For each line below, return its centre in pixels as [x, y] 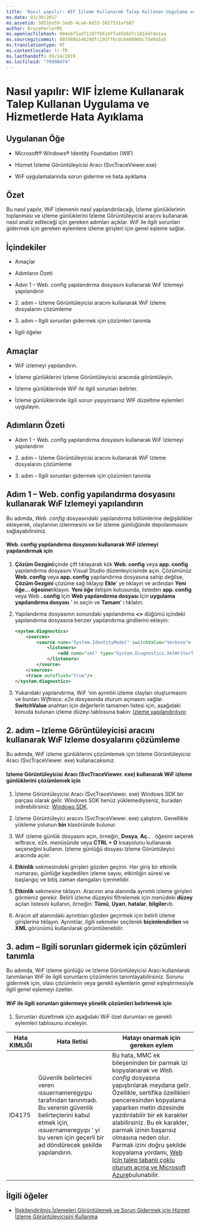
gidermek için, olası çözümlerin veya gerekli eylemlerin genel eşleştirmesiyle [100, 983]
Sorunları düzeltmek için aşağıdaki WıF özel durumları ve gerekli [93, 1016]
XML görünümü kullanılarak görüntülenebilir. [69, 928]
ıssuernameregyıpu [65, 1093]
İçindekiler [26, 247]
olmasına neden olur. [141, 1138]
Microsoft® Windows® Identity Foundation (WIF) [74, 153]
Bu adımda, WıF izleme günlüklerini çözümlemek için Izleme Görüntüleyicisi [99, 754]
